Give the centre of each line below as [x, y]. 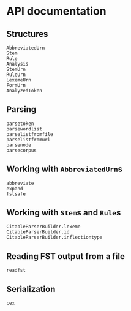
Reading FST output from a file [66, 256]
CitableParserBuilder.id [38, 232]
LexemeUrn [19, 80]
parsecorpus [21, 150]
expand [15, 189]
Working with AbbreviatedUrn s [65, 169]
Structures [27, 34]
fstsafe [16, 194]
